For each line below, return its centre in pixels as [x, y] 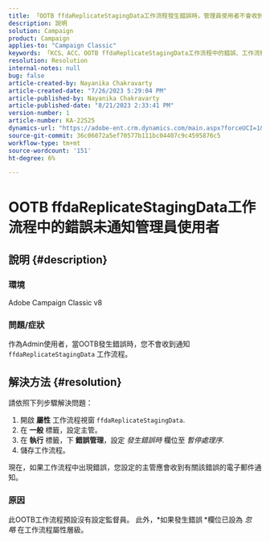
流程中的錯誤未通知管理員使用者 [114, 228]
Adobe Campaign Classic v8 [55, 303]
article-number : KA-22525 [51, 121]
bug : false [27, 76]
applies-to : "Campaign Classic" [62, 46]
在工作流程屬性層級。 [53, 529]
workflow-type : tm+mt [45, 143]
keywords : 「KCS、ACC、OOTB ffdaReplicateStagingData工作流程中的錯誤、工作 [131, 53]
